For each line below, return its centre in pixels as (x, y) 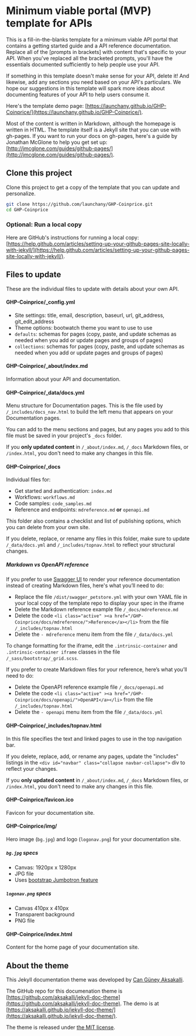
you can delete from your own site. (48, 527)
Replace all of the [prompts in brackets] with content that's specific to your (96, 52)
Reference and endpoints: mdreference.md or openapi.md (82, 510)
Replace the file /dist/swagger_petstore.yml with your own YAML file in (101, 597)
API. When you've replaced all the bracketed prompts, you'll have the (89, 58)
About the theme (37, 965)
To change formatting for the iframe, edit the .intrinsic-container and (92, 646)
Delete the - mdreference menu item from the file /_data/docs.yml (94, 634)
